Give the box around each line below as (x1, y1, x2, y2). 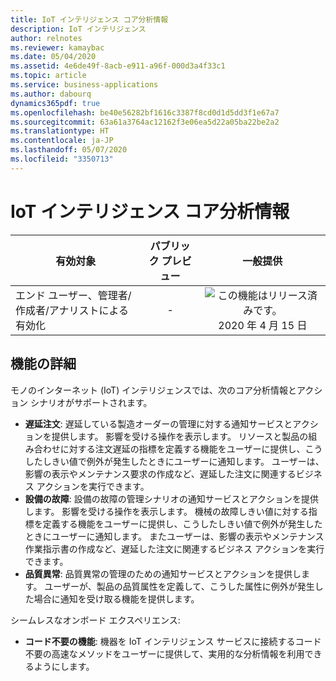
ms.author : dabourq (10, 89, 92, 99)
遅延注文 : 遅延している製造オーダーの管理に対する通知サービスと (24, 417, 293, 430)
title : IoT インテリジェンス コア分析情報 (10, 14, 169, 25)
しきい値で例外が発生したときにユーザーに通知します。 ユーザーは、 (42, 455, 325, 467)
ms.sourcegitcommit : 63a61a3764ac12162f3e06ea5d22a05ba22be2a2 (10, 117, 280, 127)
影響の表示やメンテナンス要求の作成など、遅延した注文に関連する (24, 467, 297, 480)
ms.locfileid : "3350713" (10, 154, 114, 164)
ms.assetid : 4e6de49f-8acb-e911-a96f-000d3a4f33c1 (10, 61, 226, 71)
